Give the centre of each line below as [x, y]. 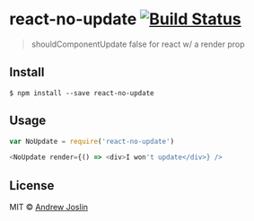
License [32, 186]
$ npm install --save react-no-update [82, 93]
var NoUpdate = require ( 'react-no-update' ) [92, 141]
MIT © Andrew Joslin [48, 208]
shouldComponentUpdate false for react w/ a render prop [138, 44]
